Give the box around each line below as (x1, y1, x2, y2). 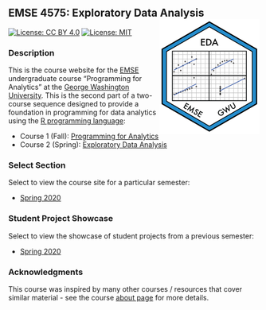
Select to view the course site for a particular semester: (8, 178, 190, 188)
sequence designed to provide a (33, 99, 139, 109)
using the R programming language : (8, 116, 126, 126)
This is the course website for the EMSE (8, 65, 139, 75)
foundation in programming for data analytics (8, 107, 157, 118)
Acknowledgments (8, 266, 84, 277)
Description (8, 47, 55, 58)
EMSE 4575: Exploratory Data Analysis (8, 6, 205, 20)
